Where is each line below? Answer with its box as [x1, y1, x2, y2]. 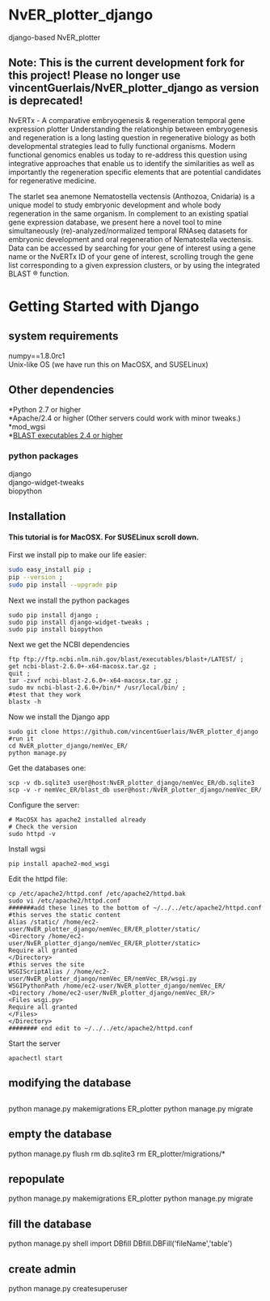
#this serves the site [8, 961, 85, 969]
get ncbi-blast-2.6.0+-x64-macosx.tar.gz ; [8, 663, 158, 671]
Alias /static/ [8, 918, 60, 927]
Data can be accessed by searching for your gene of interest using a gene [8, 243, 256, 253]
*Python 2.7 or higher [8, 404, 82, 414]
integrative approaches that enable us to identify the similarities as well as [8, 158, 255, 168]
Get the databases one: [8, 763, 86, 773]
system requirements [8, 330, 119, 343]
